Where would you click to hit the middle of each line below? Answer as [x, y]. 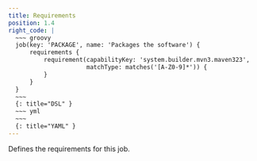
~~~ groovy [33, 38]
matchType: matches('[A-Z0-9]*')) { [147, 67]
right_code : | [32, 30]
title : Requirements [42, 15]
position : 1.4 [32, 23]
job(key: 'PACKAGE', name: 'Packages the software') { [108, 45]
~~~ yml [28, 112]
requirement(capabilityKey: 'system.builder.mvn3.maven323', [146, 60]
